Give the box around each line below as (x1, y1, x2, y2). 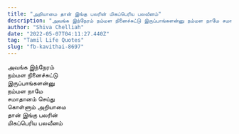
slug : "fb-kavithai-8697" (7, 43, 84, 50)
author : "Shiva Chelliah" (7, 23, 84, 30)
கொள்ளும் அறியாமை (7, 103, 66, 111)
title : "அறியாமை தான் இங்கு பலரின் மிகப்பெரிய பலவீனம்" (7, 10, 161, 18)
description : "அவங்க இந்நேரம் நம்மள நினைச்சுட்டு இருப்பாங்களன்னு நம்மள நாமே (7, 17, 220, 24)
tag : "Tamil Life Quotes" (7, 37, 84, 44)
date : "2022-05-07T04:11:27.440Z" (7, 30, 110, 38)
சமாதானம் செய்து (7, 95, 55, 103)
